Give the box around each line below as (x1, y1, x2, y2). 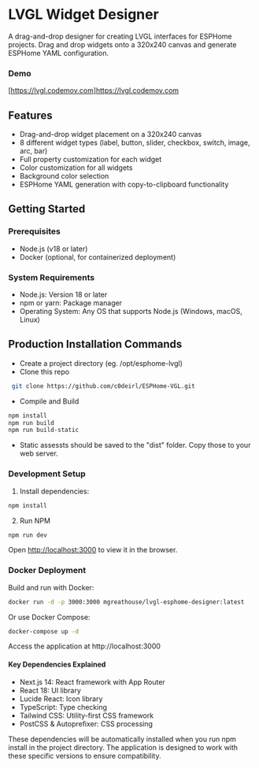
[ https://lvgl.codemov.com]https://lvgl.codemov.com (8, 86, 179, 95)
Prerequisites (8, 226, 61, 237)
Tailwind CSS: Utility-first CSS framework (19, 711, 154, 720)
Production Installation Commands (8, 338, 183, 351)
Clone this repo (19, 367, 69, 376)
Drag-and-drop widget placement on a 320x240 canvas (19, 130, 202, 139)
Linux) (19, 315, 41, 324)
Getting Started (8, 202, 86, 216)
